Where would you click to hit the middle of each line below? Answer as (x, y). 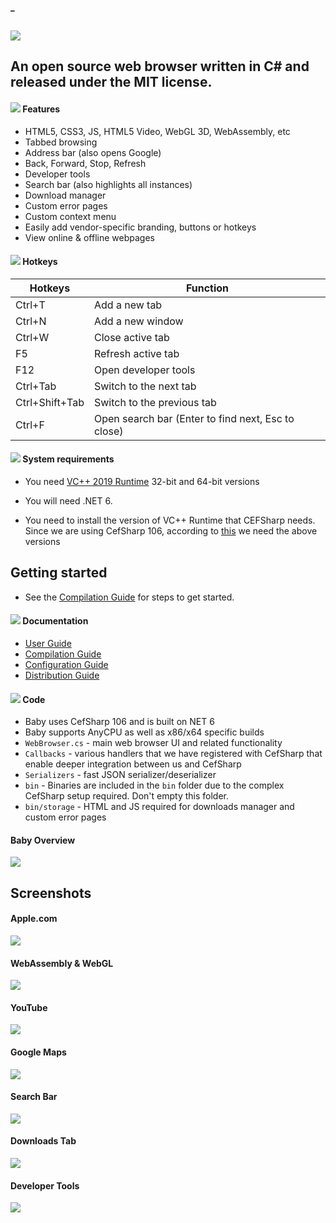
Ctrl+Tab (36, 386)
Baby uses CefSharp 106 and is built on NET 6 (119, 722)
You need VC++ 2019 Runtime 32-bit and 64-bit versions (142, 481)
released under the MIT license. (111, 82)
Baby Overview (43, 840)
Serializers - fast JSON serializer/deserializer (120, 775)
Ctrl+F (30, 425)
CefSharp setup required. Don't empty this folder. (127, 796)
